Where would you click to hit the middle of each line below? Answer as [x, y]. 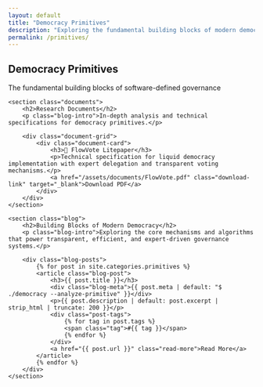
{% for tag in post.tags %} [110, 322]
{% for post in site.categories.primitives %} [113, 267]
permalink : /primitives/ [49, 37]
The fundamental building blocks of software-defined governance [115, 88]
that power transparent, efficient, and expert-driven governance [119, 240]
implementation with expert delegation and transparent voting [113, 164]
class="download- [222, 178]
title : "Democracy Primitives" [59, 23]
